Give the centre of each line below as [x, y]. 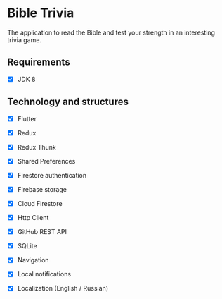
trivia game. [25, 39]
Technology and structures [68, 102]
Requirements [39, 62]
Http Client [33, 218]
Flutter [27, 118]
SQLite [27, 246]
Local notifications [44, 274]
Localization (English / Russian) [63, 288]
